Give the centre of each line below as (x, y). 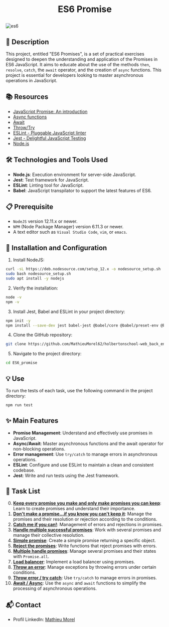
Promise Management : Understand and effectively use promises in (82, 433)
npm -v (13, 302)
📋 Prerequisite (30, 207)
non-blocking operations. (39, 449)
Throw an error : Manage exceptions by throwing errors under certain (84, 567)
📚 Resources (27, 97)
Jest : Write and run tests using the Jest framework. (66, 476)
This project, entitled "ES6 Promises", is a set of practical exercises (75, 54)
